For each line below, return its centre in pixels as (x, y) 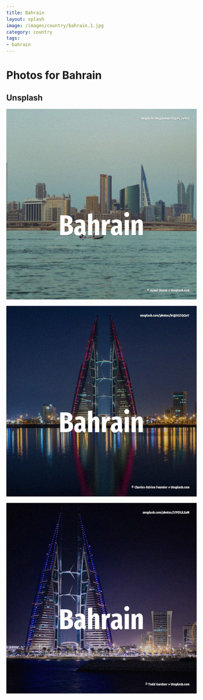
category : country (29, 32)
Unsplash (25, 98)
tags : (13, 38)
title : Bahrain (25, 13)
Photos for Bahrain (54, 75)
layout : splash (25, 19)
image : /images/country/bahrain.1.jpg (55, 25)
